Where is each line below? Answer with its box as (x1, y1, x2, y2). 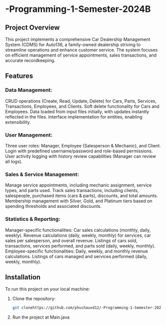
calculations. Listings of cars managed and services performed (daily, (5, 253, 148, 259)
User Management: (5, 131, 53, 138)
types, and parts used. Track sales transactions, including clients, (5, 188, 139, 194)
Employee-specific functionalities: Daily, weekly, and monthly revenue (5, 248, 148, 254)
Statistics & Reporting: (5, 216, 60, 223)
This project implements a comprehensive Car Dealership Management (5, 36, 151, 42)
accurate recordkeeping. (5, 58, 55, 63)
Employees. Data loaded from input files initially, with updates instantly (5, 108, 150, 115)
